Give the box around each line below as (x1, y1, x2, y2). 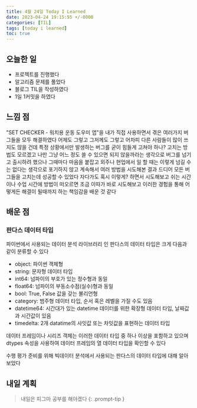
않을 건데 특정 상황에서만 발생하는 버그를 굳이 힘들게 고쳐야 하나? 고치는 (17, 143, 182, 151)
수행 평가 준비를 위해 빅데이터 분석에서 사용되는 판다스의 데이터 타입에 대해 (6, 352, 178, 360)
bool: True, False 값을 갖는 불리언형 (14, 290, 98, 297)
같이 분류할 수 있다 (6, 248, 49, 255)
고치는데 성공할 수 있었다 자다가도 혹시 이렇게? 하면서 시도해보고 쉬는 (21, 173, 180, 180)
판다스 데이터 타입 (6, 226, 54, 234)
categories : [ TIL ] (6, 20, 51, 25)
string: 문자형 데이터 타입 (14, 268, 73, 275)
